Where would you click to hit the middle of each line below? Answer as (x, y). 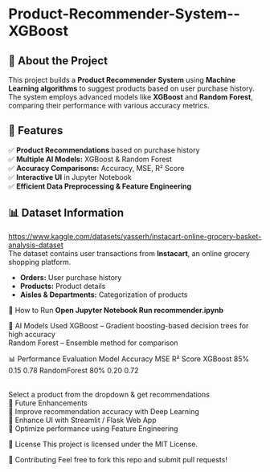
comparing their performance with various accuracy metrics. (109, 106)
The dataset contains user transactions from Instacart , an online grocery (129, 253)
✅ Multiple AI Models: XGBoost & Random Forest (90, 159)
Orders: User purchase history (71, 277)
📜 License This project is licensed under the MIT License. (103, 444)
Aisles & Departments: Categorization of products (104, 295)
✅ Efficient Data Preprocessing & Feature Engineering (100, 186)
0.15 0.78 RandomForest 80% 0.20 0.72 (74, 370)
